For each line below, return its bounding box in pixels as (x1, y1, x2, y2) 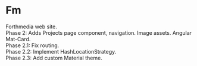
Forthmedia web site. (5, 23, 57, 30)
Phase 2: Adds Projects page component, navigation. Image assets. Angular (5, 29, 192, 36)
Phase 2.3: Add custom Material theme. (5, 54, 102, 61)
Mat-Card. (5, 35, 31, 42)
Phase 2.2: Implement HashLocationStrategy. (5, 48, 117, 55)
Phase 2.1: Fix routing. (5, 42, 60, 49)
